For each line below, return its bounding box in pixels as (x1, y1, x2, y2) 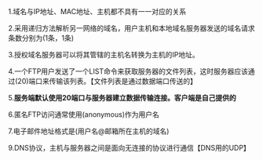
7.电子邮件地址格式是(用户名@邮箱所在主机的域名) (8, 126, 170, 136)
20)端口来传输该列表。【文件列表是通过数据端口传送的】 (17, 77, 198, 85)
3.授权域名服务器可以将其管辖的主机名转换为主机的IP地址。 (8, 50, 200, 59)
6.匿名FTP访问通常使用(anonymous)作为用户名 (8, 110, 159, 119)
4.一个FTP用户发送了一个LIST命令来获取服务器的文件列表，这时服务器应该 (8, 67, 249, 76)
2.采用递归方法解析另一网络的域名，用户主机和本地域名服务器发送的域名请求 (8, 24, 255, 33)
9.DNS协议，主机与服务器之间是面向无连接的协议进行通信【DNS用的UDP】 (8, 144, 251, 152)
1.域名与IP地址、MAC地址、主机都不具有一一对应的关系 (8, 7, 187, 16)
